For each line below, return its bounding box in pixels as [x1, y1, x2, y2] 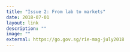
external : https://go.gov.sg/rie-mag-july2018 [6, 36, 125, 42]
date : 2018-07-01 [6, 14, 50, 20]
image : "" [6, 31, 31, 37]
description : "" [6, 25, 47, 32]
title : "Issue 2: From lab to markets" [6, 8, 106, 15]
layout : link [6, 20, 39, 26]
